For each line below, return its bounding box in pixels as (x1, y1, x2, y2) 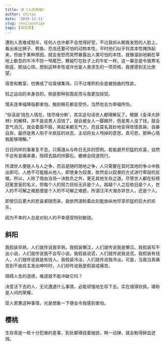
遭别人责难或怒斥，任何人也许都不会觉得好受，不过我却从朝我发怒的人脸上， (5, 40, 160, 46)
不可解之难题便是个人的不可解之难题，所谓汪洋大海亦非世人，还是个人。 (13, 188, 160, 194)
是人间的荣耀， (5, 290, 35, 296)
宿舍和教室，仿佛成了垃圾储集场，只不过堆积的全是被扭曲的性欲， (5, 80, 138, 86)
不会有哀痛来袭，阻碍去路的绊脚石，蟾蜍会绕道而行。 (5, 153, 113, 159)
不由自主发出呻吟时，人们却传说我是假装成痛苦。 (13, 263, 113, 269)
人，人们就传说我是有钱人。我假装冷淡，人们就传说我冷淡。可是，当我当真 (5, 256, 156, 262)
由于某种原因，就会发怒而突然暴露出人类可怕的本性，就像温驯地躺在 (18, 52, 156, 58)
